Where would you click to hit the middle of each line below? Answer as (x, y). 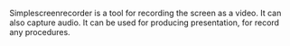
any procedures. (40, 32)
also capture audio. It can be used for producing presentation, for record (145, 23)
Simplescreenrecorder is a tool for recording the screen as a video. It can (145, 13)
